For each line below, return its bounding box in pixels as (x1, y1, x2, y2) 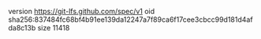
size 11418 (37, 23, 70, 32)
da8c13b (8, 23, 36, 32)
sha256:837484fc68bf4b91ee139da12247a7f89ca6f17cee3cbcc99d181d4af (8, 15, 254, 24)
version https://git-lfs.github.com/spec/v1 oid (8, 7, 155, 16)
